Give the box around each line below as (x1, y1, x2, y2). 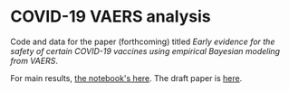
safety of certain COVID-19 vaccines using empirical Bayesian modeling (10, 45, 280, 56)
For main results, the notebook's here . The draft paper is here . (10, 72, 243, 83)
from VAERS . (10, 55, 58, 66)
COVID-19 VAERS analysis (10, 6, 211, 27)
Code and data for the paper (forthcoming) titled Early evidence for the (10, 36, 275, 47)
